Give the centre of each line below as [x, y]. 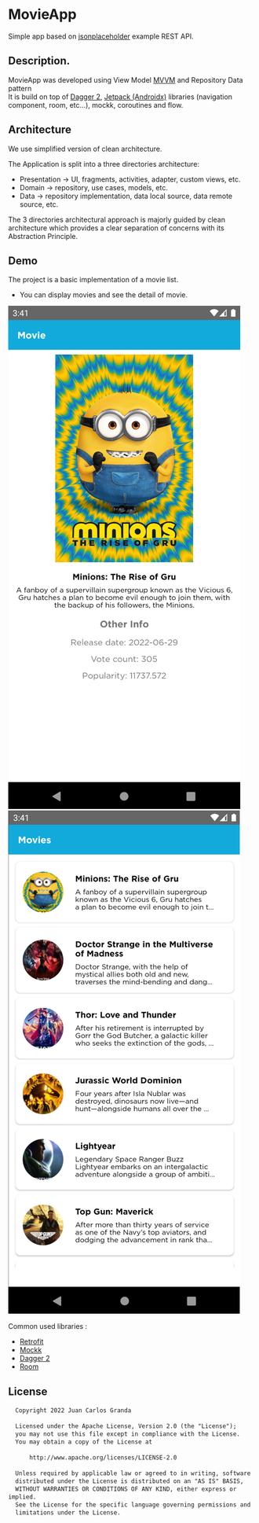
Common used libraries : [48, 1326]
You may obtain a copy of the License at [84, 1442]
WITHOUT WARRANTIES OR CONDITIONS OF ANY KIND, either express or [126, 1489]
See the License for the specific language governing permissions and [133, 1505]
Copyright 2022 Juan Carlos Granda [73, 1411]
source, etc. [39, 204]
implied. [22, 1497]
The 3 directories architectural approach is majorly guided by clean [117, 219]
